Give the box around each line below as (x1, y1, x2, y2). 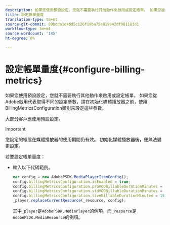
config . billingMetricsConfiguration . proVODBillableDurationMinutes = (12, 184, 163, 189)
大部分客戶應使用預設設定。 (5, 115, 63, 122)
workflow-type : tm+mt (5, 26, 51, 31)
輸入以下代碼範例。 (12, 164, 53, 170)
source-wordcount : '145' (5, 31, 58, 36)
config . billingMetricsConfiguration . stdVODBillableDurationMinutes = (12, 188, 163, 194)
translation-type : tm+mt (5, 17, 58, 22)
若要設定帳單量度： (5, 153, 46, 159)
